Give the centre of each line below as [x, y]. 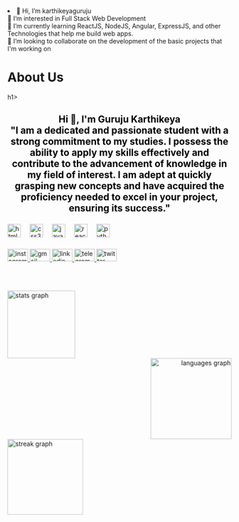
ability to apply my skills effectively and [119, 153]
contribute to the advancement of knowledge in [119, 164]
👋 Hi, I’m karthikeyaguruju [54, 11]
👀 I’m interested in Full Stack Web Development [77, 18]
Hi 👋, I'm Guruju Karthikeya [119, 119]
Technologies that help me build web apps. [70, 33]
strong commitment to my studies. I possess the [119, 142]
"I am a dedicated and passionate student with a [119, 130]
